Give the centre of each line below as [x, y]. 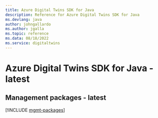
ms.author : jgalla [25, 29]
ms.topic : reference [27, 34]
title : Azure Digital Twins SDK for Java [50, 10]
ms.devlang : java [24, 19]
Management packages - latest [56, 98]
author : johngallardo [28, 24]
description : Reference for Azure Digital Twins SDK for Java [72, 15]
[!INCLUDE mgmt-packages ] [35, 110]
